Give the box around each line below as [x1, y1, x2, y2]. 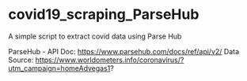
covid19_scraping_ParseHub [8, 6, 199, 24]
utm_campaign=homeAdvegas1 [8, 63, 111, 72]
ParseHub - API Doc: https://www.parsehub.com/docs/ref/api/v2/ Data [8, 46, 240, 56]
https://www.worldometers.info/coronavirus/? [35, 55, 184, 64]
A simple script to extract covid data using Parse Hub [8, 31, 182, 41]
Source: [8, 55, 34, 64]
